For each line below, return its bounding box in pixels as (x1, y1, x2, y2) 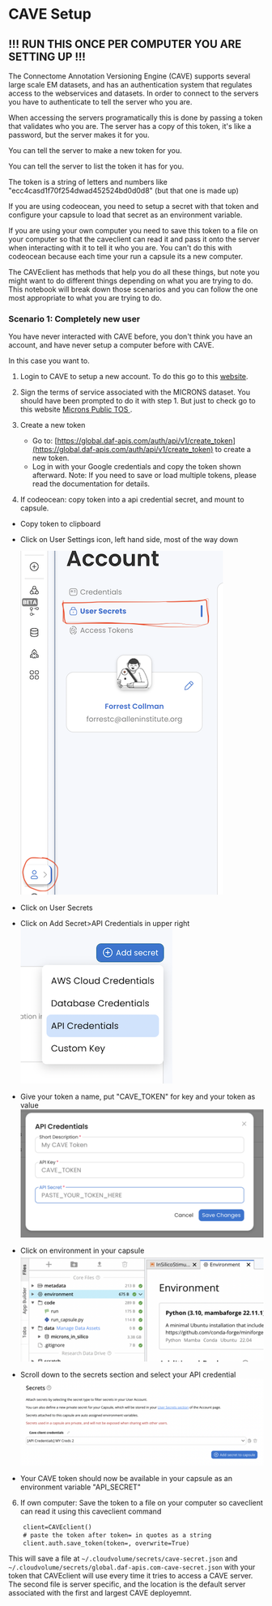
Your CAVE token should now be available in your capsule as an (19, 1474, 233, 1484)
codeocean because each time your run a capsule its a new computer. (8, 252, 243, 261)
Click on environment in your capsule (19, 1245, 145, 1255)
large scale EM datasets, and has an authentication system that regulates (8, 80, 253, 89)
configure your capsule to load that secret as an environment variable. (8, 210, 243, 220)
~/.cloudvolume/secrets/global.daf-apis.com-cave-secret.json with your (8, 1562, 256, 1572)
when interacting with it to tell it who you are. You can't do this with (8, 243, 232, 252)
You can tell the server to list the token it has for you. (8, 161, 185, 171)
